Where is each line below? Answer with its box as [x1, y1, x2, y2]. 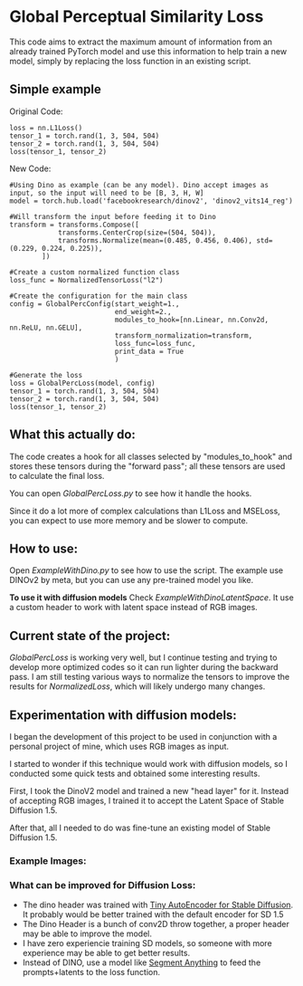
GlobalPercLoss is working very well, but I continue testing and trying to [9, 652, 278, 663]
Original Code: [9, 106, 63, 117]
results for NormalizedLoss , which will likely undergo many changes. [9, 681, 266, 692]
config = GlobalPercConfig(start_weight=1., [9, 299, 180, 309]
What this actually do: [9, 427, 136, 443]
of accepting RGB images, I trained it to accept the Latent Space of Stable [9, 795, 285, 806]
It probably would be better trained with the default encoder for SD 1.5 [22, 909, 284, 920]
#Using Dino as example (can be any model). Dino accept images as [9, 180, 270, 189]
